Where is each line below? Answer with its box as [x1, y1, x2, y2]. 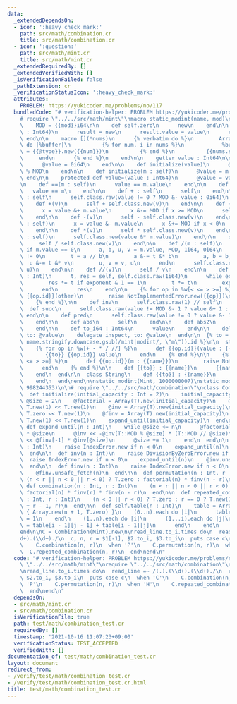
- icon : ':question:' [13, 43, 78, 50]
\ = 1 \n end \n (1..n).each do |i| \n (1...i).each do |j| [20, 516, 226, 523]
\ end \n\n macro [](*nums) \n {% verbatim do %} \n [20, 135, 194, 142]
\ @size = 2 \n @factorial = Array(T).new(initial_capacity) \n [20, 397, 217, 404]
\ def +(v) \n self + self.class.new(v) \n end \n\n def [20, 200, 226, 208]
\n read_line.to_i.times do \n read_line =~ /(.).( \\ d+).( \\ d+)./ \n [20, 568, 222, 575]
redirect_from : [7, 666, 52, 674]
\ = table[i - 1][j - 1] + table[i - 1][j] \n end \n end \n [20, 522, 219, 529]
